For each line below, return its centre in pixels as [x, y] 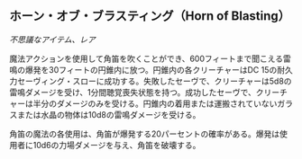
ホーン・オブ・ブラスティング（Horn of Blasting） [150, 16]
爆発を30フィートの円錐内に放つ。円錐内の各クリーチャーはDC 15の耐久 [159, 69]
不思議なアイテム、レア [53, 40]
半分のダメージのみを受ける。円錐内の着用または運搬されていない [155, 103]
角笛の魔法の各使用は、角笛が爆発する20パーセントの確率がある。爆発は [145, 134]
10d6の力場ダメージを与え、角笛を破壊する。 [117, 145]
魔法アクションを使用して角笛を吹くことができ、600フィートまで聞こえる [146, 58]
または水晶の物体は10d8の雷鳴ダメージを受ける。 [109, 114]
